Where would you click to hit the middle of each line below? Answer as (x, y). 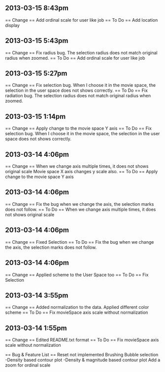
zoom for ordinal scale (28, 365)
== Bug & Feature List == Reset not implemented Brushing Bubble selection (82, 355)
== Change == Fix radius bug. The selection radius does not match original (81, 53)
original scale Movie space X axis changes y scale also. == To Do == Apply (82, 172)
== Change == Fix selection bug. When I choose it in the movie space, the (81, 85)
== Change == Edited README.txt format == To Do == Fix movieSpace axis (82, 340)
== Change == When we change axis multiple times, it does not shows (77, 166)
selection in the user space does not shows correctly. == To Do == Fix (76, 90)
